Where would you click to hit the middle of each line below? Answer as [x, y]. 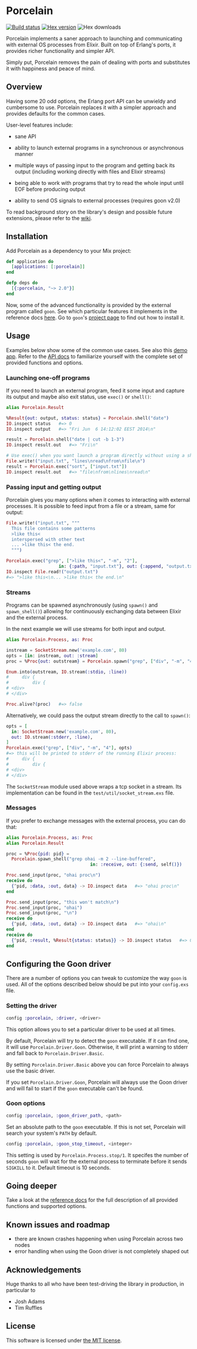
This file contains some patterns [53, 528]
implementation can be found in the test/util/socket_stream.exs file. [90, 793]
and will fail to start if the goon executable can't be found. [75, 1088]
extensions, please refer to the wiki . [49, 218]
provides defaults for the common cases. [56, 113]
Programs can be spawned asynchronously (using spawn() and [82, 605]
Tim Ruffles [28, 1308]
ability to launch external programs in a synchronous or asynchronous [99, 147]
